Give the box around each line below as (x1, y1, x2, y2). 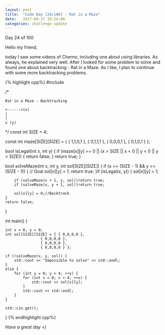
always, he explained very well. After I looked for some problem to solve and (5, 59, 161, 65)
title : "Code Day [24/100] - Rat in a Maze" (5, 12, 100, 17)
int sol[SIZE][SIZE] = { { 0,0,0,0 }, (5, 232, 85, 237)
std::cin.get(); (5, 306, 39, 311)
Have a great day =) (5, 324, 46, 330)
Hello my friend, (5, 44, 38, 50)
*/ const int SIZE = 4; (5, 129, 48, 135)
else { (5, 267, 19, 272)
